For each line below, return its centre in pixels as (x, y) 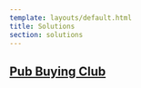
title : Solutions (42, 26)
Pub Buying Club (58, 71)
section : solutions (46, 34)
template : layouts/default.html (70, 18)
